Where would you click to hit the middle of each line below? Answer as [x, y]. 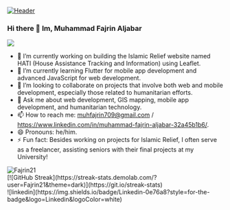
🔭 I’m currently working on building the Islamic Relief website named [114, 56]
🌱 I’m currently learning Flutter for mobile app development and [107, 71]
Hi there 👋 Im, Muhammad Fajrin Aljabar [74, 28]
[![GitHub [20, 178]
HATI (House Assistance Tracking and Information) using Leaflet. [109, 63]
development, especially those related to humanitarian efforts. [105, 93]
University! [32, 157]
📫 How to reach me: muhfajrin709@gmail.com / [85, 115]
